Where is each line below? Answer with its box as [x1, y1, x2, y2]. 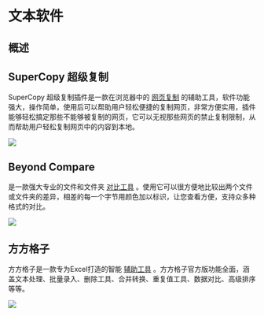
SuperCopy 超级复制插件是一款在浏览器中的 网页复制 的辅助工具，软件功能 [8, 92, 250, 102]
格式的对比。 [8, 202, 49, 211]
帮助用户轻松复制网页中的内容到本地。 [14, 122, 139, 132]
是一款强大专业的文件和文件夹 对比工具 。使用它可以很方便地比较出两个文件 [8, 182, 253, 191]
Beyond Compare [8, 160, 96, 173]
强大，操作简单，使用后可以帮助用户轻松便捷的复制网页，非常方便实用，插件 [8, 102, 256, 112]
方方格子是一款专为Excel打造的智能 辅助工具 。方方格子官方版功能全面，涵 [8, 265, 250, 274]
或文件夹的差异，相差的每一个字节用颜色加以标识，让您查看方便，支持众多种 [8, 192, 256, 202]
